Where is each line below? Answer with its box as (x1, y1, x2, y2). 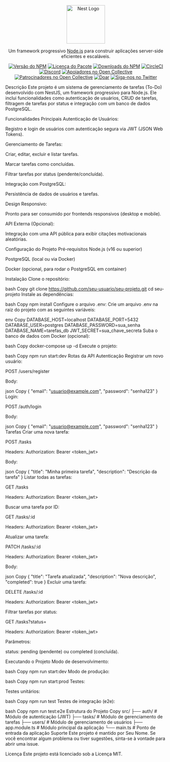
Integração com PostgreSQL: (5, 181, 66, 187)
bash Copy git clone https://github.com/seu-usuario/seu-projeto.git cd (5, 286, 154, 292)
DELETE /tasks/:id (5, 589, 43, 595)
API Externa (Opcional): (5, 221, 55, 227)
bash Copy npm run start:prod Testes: (5, 678, 85, 685)
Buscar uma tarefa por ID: (5, 504, 60, 510)
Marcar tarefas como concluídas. (5, 161, 75, 167)
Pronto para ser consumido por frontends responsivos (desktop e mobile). (5, 211, 161, 217)
